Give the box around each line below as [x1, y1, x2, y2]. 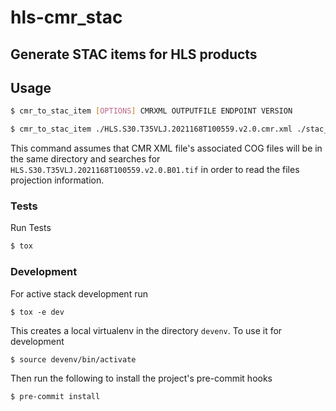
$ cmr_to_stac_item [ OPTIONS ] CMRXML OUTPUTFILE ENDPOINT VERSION [10, 106, 293, 116]
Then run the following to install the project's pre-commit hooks [10, 372, 273, 384]
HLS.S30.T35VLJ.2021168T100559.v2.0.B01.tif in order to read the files [10, 164, 300, 176]
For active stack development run [10, 287, 148, 300]
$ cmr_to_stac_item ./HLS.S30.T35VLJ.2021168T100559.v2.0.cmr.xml [10, 124, 293, 135]
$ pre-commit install [10, 391, 101, 401]
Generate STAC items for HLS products [10, 46, 258, 63]
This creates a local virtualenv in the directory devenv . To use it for [10, 324, 283, 336]
